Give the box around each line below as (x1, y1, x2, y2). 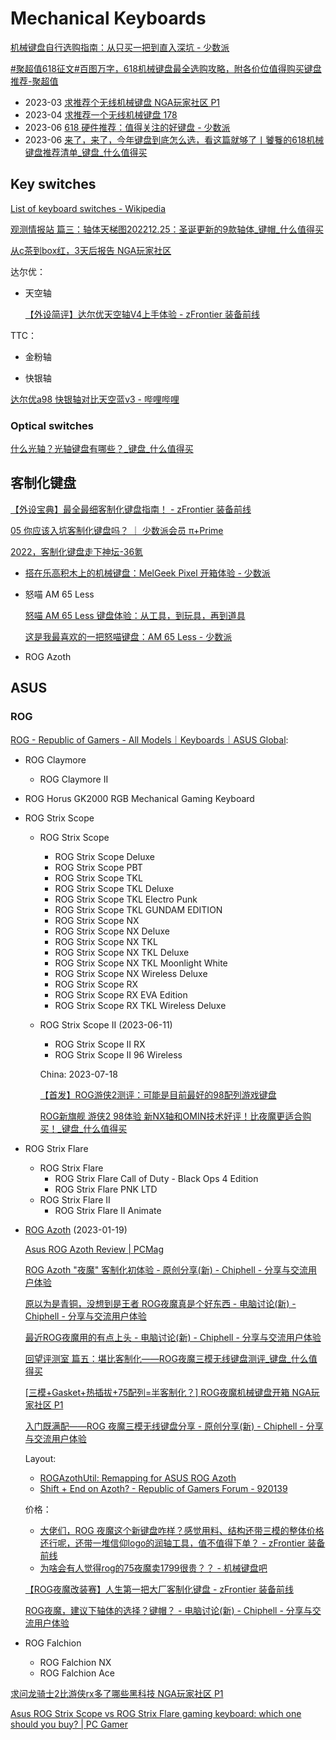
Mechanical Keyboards (10, 7, 207, 30)
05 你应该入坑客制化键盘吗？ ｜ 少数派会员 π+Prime (10, 524, 224, 536)
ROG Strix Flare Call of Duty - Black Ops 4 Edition (54, 1172, 259, 1184)
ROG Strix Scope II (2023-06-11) (39, 1018, 173, 1031)
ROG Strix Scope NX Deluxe (54, 925, 170, 937)
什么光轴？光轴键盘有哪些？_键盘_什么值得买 (10, 443, 194, 455)
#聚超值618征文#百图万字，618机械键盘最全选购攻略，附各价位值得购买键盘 (10, 62, 322, 74)
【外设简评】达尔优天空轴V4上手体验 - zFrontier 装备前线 (24, 308, 260, 320)
